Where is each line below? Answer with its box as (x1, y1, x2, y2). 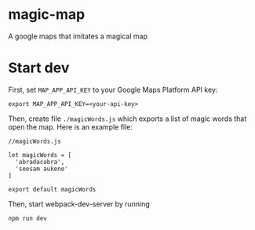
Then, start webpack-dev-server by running (8, 199, 151, 209)
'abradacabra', (15, 158, 65, 166)
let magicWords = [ (8, 151, 72, 159)
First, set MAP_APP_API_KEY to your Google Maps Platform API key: (8, 85, 218, 94)
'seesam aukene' (15, 165, 68, 173)
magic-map (8, 5, 86, 24)
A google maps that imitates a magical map (8, 31, 148, 41)
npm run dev (8, 214, 47, 222)
